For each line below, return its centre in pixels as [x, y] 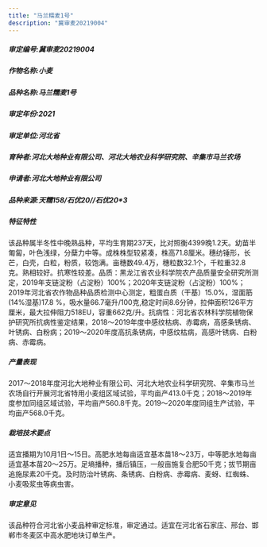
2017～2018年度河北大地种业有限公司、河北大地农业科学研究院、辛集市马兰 [132, 383]
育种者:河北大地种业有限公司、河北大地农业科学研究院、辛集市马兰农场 [124, 156]
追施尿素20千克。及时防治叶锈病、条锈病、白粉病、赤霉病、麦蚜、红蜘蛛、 [131, 474]
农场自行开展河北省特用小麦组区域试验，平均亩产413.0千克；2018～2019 [127, 393]
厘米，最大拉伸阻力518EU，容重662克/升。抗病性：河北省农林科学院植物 [127, 312]
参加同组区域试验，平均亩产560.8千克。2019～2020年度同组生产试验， [132, 403]
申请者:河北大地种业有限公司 [55, 179]
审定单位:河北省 [34, 135]
